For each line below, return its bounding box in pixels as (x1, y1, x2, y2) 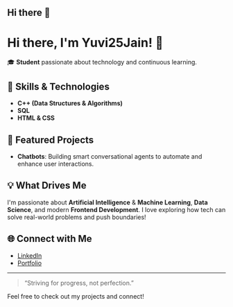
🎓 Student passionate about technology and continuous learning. (7, 58, 198, 67)
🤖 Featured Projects (7, 134, 94, 146)
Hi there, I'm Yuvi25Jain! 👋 (7, 35, 164, 51)
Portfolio (17, 258, 42, 267)
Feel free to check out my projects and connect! (7, 292, 144, 300)
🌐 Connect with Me (7, 233, 92, 245)
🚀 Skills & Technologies (7, 80, 110, 92)
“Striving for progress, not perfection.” (24, 279, 134, 287)
